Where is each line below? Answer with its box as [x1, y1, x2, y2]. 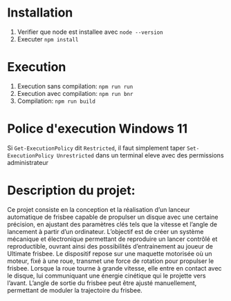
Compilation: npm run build [17, 97, 95, 105]
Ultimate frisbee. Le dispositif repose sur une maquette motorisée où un [7, 249, 212, 258]
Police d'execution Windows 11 [7, 121, 188, 137]
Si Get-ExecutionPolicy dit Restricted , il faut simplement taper [7, 144, 185, 152]
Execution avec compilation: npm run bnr [17, 89, 133, 97]
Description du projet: [7, 183, 136, 198]
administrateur [7, 158, 49, 166]
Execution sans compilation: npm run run [17, 81, 133, 90]
